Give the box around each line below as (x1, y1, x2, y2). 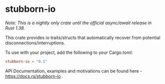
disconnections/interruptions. (5, 40, 65, 45)
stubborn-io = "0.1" (5, 59, 48, 64)
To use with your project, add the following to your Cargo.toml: (5, 49, 133, 55)
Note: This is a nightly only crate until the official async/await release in (5, 20, 152, 26)
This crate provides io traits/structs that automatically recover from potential (5, 35, 161, 41)
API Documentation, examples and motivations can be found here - (5, 68, 142, 74)
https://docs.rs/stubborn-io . (5, 73, 63, 79)
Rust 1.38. (5, 25, 25, 31)
